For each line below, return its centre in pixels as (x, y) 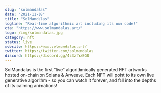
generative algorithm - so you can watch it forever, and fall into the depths (80, 80)
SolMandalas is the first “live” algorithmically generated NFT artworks (76, 70)
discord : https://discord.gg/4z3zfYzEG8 (47, 56)
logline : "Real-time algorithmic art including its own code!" (72, 23)
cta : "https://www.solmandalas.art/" (44, 28)
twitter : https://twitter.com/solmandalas (49, 51)
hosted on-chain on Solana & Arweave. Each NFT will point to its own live (80, 75)
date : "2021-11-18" (25, 14)
